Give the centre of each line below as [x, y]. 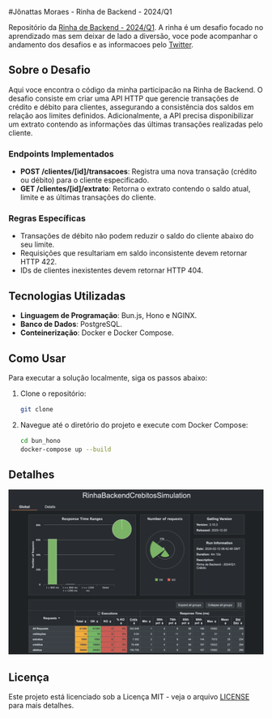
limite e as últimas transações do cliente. [88, 197]
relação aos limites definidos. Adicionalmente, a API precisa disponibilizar [131, 115]
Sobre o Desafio [49, 70]
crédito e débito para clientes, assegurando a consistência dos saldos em [131, 107]
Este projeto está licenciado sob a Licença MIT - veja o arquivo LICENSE [129, 697]
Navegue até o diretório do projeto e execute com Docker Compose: [134, 424]
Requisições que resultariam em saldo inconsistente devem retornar [134, 253]
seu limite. [37, 245]
